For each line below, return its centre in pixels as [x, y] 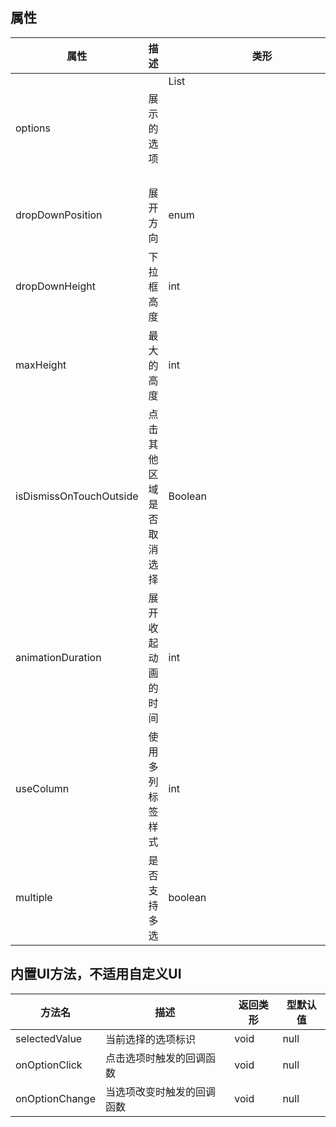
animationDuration [58, 657]
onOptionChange [55, 1098]
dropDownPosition [59, 215]
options [33, 128]
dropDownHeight [55, 286]
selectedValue [49, 1038]
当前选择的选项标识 [150, 1039]
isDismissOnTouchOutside [77, 496]
